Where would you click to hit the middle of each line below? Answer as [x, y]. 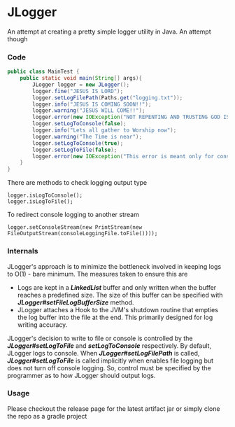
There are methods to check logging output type [77, 183]
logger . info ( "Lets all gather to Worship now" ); [105, 130]
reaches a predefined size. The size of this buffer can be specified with [120, 295]
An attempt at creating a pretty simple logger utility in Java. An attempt [109, 31]
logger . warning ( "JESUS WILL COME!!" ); [89, 111]
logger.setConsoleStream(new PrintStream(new [74, 227]
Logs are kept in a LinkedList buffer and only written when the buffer [117, 287]
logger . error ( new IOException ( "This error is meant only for [123, 156]
